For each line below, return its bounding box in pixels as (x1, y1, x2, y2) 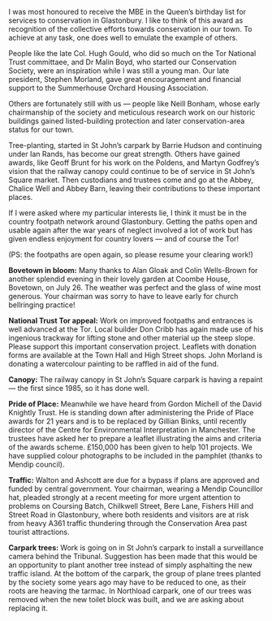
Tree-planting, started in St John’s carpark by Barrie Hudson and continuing (8, 141, 262, 150)
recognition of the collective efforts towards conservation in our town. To (8, 24, 253, 33)
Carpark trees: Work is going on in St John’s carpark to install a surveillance (8, 543, 264, 552)
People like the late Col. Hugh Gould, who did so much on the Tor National (8, 49, 257, 58)
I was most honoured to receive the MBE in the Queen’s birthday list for (8, 7, 246, 16)
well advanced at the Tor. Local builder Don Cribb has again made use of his (8, 324, 264, 334)
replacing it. (8, 603, 49, 613)
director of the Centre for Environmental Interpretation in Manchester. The (8, 425, 256, 434)
